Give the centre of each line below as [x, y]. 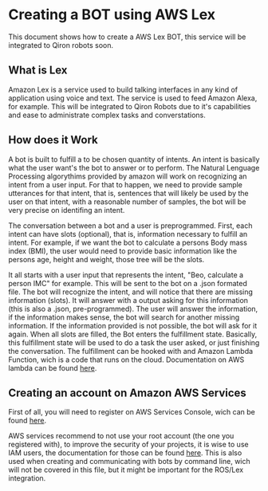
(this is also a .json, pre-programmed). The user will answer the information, [133, 308]
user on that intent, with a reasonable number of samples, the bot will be [127, 202]
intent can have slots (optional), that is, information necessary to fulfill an [128, 234]
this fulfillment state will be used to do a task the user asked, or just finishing [134, 342]
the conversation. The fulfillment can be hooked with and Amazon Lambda [131, 351]
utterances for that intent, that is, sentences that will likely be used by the [128, 193]
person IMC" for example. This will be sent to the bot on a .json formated [128, 283]
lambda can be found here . [53, 367]
